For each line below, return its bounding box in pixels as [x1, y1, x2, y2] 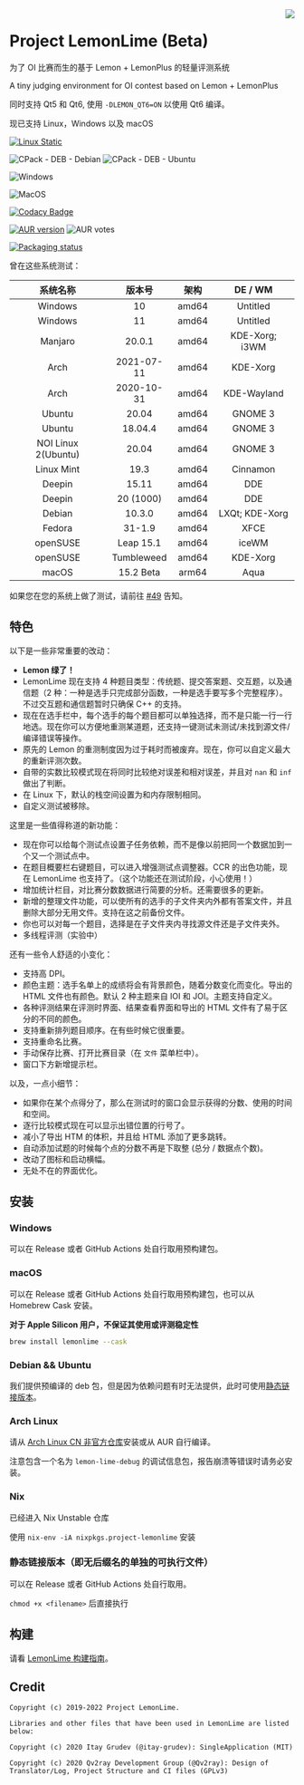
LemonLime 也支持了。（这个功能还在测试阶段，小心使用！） [33, 873, 258, 883]
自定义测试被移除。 [22, 800, 95, 811]
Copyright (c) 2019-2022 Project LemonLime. [9, 1703, 180, 1713]
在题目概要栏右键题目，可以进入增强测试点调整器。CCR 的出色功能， [22, 861, 280, 873]
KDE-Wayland [223, 387, 284, 400]
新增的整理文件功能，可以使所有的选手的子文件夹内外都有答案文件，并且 [22, 895, 292, 906]
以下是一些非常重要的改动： [9, 645, 113, 656]
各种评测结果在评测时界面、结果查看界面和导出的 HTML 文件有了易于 [22, 1001, 280, 1013]
